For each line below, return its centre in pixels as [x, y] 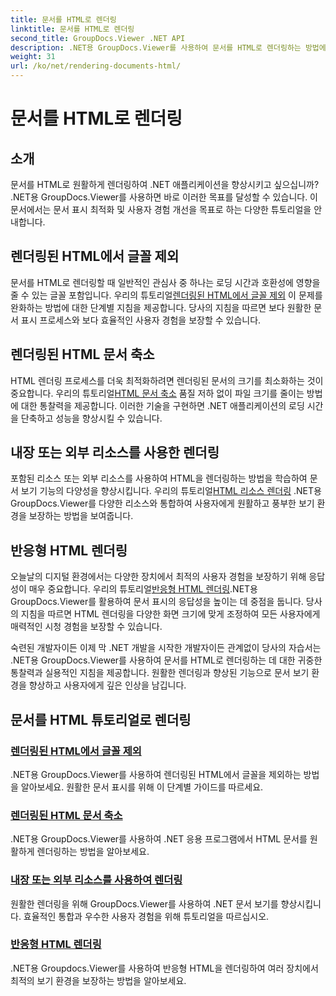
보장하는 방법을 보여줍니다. [81, 516]
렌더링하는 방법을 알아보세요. [93, 852]
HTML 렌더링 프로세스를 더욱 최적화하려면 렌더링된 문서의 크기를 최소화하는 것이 [167, 380]
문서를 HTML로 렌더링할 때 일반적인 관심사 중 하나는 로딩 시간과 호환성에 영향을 [165, 282]
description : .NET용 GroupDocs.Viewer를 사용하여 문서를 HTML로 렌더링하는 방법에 [168, 47]
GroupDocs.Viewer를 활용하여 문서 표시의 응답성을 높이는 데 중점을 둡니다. [157, 602]
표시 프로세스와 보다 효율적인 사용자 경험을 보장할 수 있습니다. [141, 320]
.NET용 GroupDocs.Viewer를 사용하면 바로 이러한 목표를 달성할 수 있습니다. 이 [164, 197]
